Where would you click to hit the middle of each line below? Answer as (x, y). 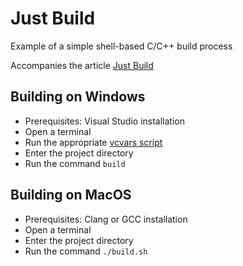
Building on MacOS (71, 195)
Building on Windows (78, 97)
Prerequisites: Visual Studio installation (105, 121)
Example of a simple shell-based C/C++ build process (121, 46)
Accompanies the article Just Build (82, 65)
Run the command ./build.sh (86, 251)
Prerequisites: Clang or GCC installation (106, 219)
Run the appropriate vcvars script (93, 142)
